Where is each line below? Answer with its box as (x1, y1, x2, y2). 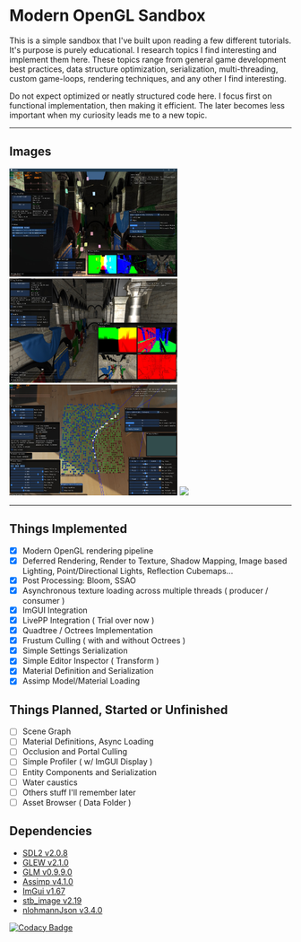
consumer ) (21, 595, 65, 606)
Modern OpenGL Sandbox (9, 5, 206, 26)
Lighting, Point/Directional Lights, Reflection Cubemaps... (21, 565, 234, 576)
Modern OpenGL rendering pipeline (21, 545, 154, 556)
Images (9, 144, 52, 160)
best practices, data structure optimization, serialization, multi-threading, (9, 64, 279, 74)
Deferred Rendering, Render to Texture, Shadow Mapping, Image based (21, 555, 288, 566)
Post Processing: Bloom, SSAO (21, 575, 136, 586)
